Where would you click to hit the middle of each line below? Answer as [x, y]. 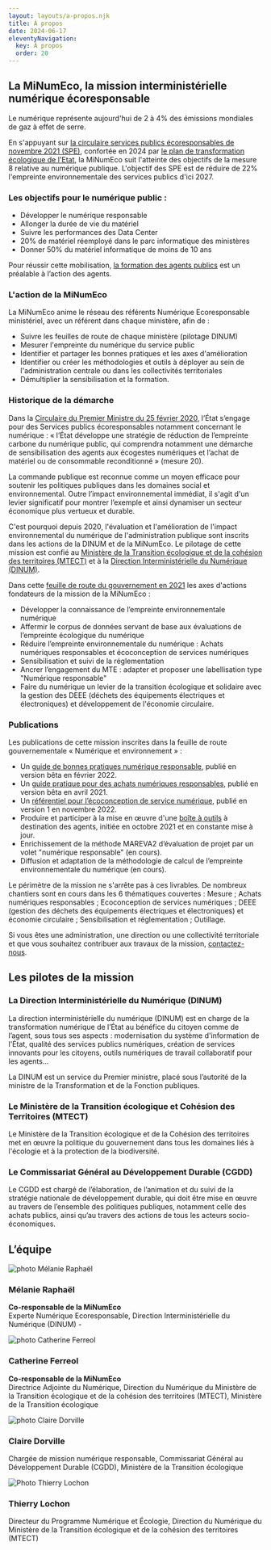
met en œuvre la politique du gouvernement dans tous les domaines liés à [131, 1142]
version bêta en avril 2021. [64, 792]
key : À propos [39, 46]
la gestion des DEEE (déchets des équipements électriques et [122, 695]
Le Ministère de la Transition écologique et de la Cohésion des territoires [129, 1134]
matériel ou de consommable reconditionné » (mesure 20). [106, 460]
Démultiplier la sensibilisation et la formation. [94, 380]
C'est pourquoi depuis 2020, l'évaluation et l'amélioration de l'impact [123, 527]
